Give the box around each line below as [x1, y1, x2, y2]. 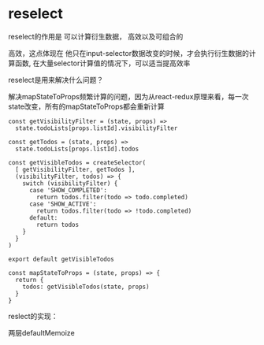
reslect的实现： [8, 311, 58, 321]
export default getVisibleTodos [8, 255, 114, 263]
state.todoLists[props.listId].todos [15, 145, 139, 153]
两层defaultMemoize [8, 328, 75, 337]
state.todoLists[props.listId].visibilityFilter [15, 124, 178, 132]
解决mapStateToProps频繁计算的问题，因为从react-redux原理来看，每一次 [8, 91, 250, 101]
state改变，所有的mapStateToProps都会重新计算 [8, 102, 165, 111]
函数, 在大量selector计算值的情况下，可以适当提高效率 [14, 58, 191, 68]
